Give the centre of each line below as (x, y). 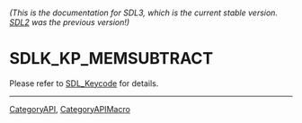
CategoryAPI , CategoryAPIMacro (70, 109)
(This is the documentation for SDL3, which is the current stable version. (144, 13)
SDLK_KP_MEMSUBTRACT (111, 58)
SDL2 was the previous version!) (70, 22)
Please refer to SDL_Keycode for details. (84, 83)
